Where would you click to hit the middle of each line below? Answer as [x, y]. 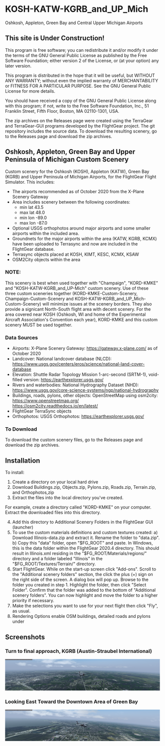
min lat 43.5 [31, 207]
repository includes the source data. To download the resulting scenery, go [81, 131]
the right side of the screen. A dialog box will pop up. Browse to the [80, 579]
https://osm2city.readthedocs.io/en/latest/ [55, 406]
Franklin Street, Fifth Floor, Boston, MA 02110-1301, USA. [62, 111]
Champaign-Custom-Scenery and [39, 299]
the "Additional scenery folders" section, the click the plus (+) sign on [82, 575]
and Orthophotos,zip [33, 492]
